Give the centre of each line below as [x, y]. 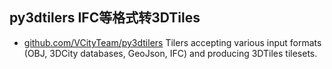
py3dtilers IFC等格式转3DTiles [105, 18]
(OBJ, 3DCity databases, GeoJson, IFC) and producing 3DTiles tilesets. [170, 53]
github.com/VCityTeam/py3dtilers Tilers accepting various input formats [172, 42]
